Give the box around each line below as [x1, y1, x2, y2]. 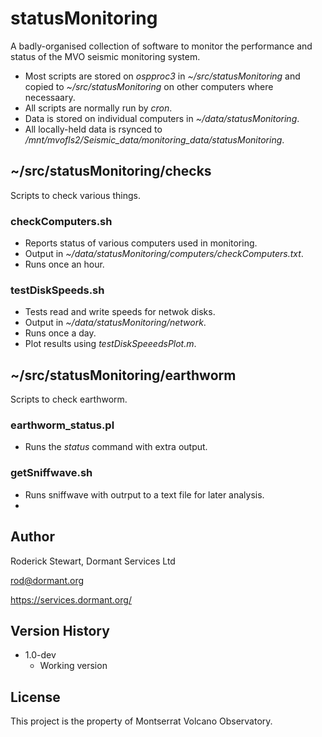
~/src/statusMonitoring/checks [10, 163, 212, 180]
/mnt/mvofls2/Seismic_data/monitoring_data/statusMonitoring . [24, 133, 285, 146]
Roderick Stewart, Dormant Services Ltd [10, 555, 176, 567]
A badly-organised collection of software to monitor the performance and [10, 40, 313, 52]
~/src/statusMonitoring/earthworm [10, 367, 237, 384]
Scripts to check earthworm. [10, 393, 128, 406]
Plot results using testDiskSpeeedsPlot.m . [24, 338, 197, 350]
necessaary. [24, 91, 76, 103]
